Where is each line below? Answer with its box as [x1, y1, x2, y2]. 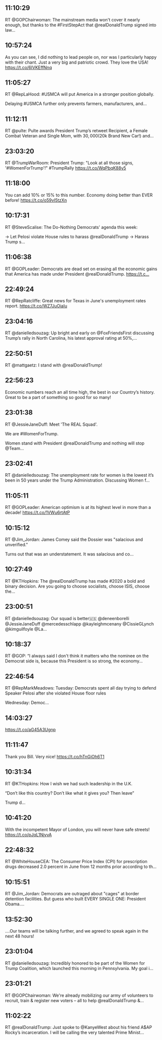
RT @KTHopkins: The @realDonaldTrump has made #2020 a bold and [5, 578, 145, 584]
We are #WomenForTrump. [5, 431, 59, 436]
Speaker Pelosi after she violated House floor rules [5, 690, 106, 696]
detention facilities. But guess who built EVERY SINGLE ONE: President [5, 896, 146, 902]
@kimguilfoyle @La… [5, 626, 47, 632]
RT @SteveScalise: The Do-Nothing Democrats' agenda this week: [5, 224, 138, 230]
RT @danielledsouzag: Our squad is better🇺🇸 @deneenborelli [5, 615, 130, 621]
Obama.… [5, 901, 25, 907]
